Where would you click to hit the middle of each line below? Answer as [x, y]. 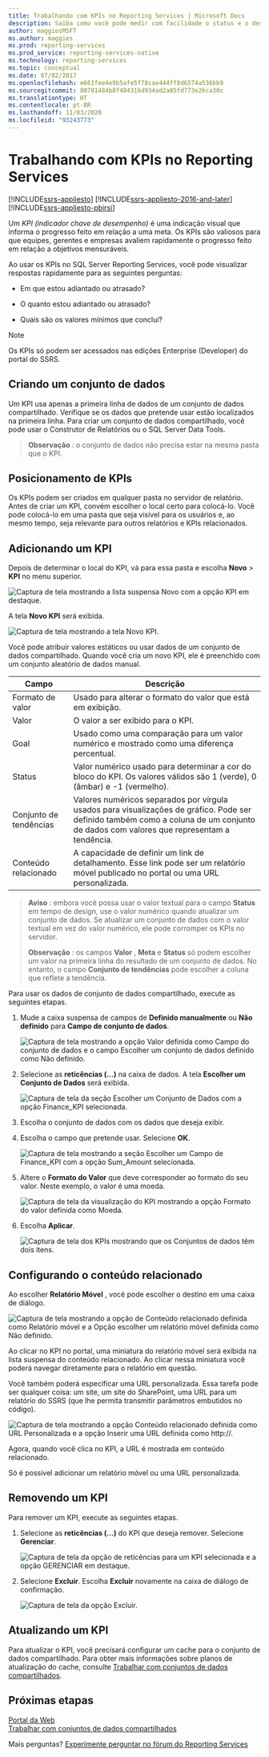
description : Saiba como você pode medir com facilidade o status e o [128, 23]
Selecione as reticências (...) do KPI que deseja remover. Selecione [132, 1532]
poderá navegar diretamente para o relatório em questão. [103, 1368]
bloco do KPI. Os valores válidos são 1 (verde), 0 [165, 777]
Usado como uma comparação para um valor [158, 733]
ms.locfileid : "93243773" [51, 120]
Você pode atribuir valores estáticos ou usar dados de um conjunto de [124, 647]
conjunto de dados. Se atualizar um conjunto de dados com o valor [139, 920]
